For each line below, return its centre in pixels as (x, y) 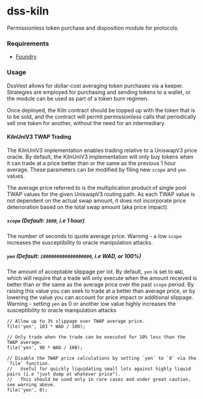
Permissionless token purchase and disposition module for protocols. (93, 28)
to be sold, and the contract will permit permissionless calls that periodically (101, 117)
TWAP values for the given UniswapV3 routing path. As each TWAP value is (101, 194)
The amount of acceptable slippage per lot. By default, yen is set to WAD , (96, 271)
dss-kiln (28, 11)
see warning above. (31, 384)
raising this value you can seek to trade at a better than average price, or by (101, 291)
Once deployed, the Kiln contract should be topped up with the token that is (101, 110)
